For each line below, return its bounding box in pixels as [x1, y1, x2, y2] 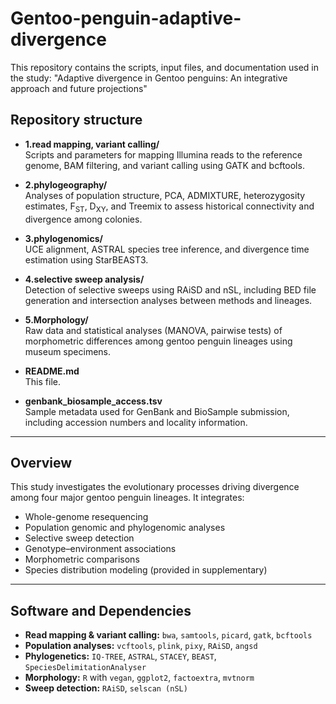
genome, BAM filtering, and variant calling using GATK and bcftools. [24, 159, 305, 171]
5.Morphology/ [24, 313, 89, 326]
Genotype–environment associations [24, 543, 177, 555]
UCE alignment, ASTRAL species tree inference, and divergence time [24, 243, 310, 255]
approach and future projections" [10, 82, 148, 94]
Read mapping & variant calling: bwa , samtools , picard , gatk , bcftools [24, 629, 313, 641]
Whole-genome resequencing [24, 511, 149, 523]
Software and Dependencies [10, 602, 192, 619]
